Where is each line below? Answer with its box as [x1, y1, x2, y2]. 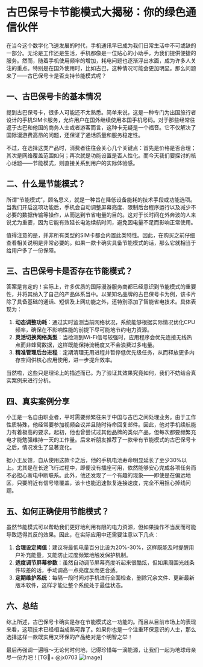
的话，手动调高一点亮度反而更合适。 [31, 567, 121, 573]
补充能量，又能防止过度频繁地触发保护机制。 [20, 551, 131, 558]
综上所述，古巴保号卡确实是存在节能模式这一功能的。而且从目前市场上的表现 [6, 618, 196, 625]
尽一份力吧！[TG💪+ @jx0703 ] [6, 654, 102, 661]
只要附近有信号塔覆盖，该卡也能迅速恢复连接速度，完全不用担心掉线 [16, 479, 186, 487]
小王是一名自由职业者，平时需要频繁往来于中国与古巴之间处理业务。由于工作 [6, 414, 196, 421]
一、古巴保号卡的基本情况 [6, 91, 101, 102]
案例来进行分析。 [11, 377, 54, 384]
